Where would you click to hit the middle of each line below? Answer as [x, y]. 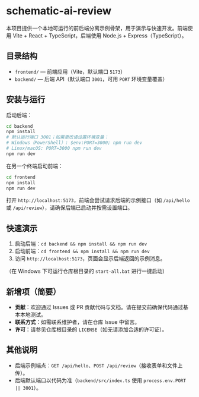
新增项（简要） [33, 292]
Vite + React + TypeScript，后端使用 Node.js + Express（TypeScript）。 [100, 35]
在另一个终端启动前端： [35, 166]
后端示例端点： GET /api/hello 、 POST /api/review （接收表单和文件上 [99, 365]
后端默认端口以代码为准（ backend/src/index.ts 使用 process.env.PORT [100, 380]
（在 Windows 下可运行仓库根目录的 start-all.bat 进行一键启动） [87, 271]
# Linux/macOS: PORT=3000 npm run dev [54, 149]
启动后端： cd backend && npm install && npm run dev [81, 244]
